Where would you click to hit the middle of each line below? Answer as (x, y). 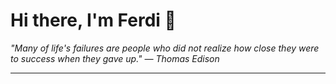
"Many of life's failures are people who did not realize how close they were (165, 48)
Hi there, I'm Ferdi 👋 (93, 20)
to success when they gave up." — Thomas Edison (115, 58)
